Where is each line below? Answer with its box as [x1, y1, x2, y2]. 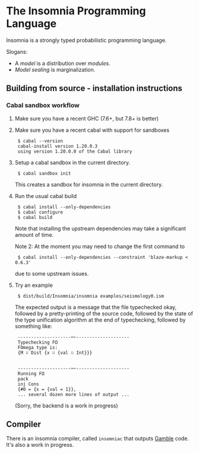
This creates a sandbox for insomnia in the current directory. [14, 181, 163, 188]
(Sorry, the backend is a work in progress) [14, 402, 118, 409]
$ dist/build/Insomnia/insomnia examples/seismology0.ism [17, 293, 165, 299]
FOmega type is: [17, 344, 58, 350]
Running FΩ [17, 370, 45, 376]
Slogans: [6, 48, 28, 55]
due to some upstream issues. [14, 270, 89, 277]
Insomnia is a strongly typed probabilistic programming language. [6, 36, 167, 44]
